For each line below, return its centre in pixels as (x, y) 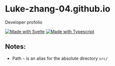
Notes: (15, 47)
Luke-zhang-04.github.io (58, 9)
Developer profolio (24, 22)
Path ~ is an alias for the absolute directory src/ (60, 58)
